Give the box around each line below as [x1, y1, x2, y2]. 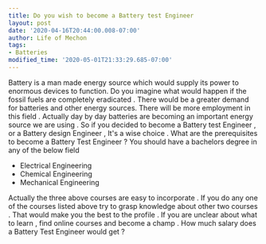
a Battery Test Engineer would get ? [8, 227, 125, 236]
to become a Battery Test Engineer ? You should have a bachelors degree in [8, 137, 257, 146]
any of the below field [8, 145, 80, 155]
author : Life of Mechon [8, 33, 88, 42]
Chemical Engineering [19, 168, 93, 179]
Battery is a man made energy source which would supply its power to [8, 77, 239, 87]
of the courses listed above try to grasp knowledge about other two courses [8, 201, 258, 211]
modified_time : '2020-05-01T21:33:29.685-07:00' [8, 56, 173, 64]
